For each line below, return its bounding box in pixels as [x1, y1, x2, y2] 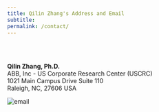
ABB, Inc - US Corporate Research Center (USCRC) [7, 69, 153, 78]
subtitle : [7, 16, 36, 23]
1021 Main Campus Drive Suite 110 [7, 77, 104, 85]
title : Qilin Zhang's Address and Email [7, 10, 125, 17]
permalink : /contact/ [7, 23, 70, 30]
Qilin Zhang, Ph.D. [7, 63, 61, 71]
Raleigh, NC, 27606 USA [7, 84, 77, 93]
